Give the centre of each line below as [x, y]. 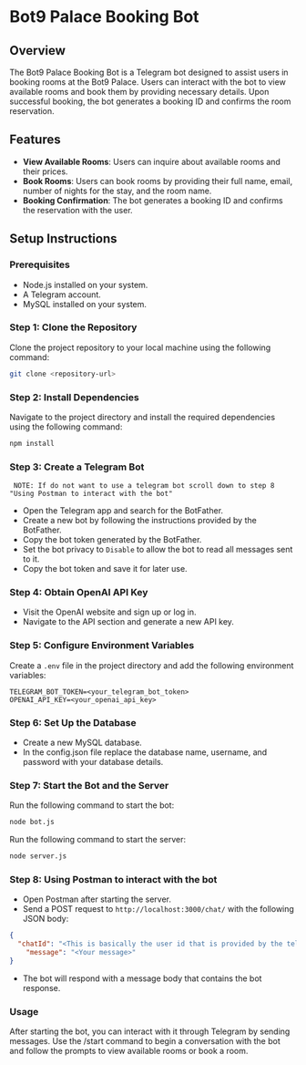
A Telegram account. [62, 295]
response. [41, 987]
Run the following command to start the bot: [92, 805]
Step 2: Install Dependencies [74, 397]
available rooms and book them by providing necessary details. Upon [139, 92]
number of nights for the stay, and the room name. [117, 191]
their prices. [45, 171]
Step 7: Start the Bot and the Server [89, 785]
